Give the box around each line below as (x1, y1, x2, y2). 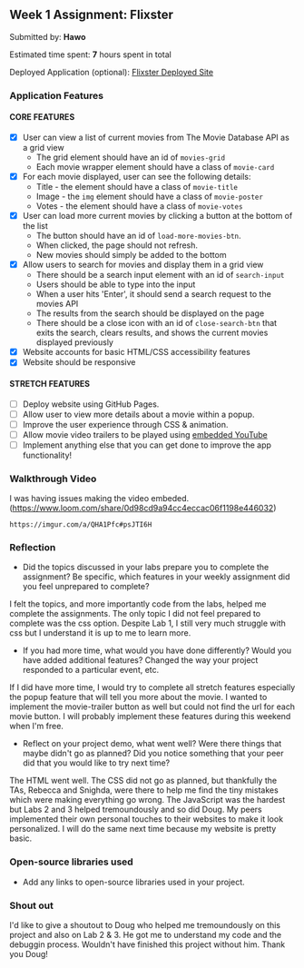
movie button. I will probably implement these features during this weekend (9, 711, 291, 722)
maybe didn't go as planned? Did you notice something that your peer (22, 748, 284, 759)
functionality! (22, 449, 73, 460)
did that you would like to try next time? (22, 757, 171, 768)
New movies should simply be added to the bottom (35, 250, 227, 261)
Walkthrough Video (9, 472, 97, 485)
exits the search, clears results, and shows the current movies (35, 327, 269, 339)
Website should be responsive (22, 357, 136, 368)
